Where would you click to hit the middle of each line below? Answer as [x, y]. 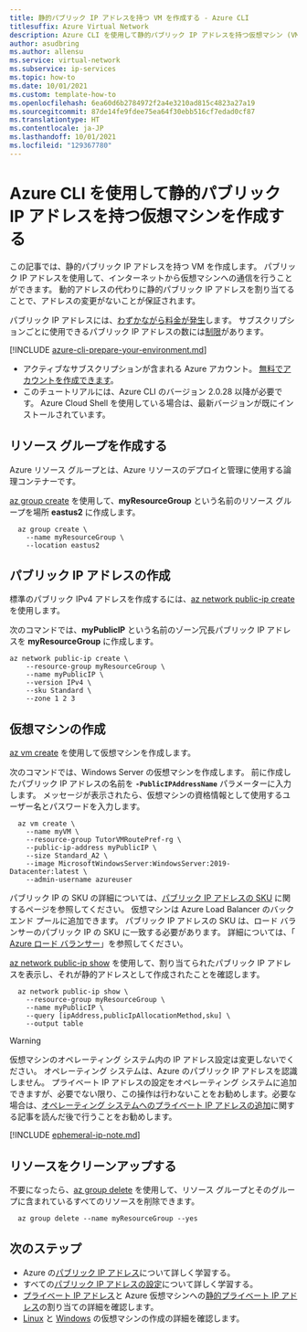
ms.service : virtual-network [65, 60]
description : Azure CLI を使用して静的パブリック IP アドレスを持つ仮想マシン [146, 35]
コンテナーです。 [48, 481]
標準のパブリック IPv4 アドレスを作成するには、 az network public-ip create [152, 599]
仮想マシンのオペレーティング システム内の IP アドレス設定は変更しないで [148, 1060]
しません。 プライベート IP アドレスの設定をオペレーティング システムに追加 [153, 1082]
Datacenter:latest [44, 872]
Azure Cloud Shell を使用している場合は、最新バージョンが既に [159, 402]
